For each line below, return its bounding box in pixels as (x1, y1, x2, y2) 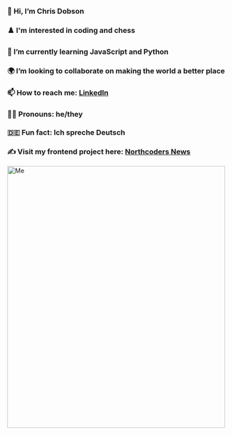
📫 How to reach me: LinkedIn (7, 87, 109, 97)
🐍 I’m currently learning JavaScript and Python (7, 47, 169, 57)
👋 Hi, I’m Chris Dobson (7, 6, 85, 16)
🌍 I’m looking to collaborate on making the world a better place (7, 66, 225, 75)
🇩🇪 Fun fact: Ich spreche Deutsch (7, 128, 125, 138)
